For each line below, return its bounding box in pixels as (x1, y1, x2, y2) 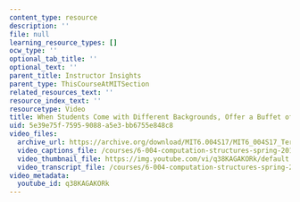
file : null (9, 29, 50, 38)
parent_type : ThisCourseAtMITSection (9, 80, 150, 88)
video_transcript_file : (17, 163, 105, 172)
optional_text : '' (9, 63, 78, 72)
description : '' (9, 21, 70, 30)
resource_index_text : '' (9, 96, 102, 105)
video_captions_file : (17, 146, 98, 155)
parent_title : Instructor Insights (9, 72, 142, 80)
